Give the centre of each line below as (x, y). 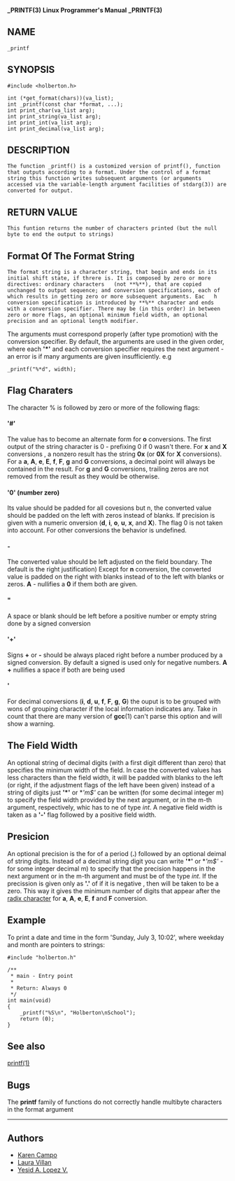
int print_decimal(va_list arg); (56, 129)
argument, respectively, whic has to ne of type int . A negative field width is (115, 807)
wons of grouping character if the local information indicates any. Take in (113, 709)
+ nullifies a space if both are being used (66, 670)
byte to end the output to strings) (60, 235)
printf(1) (19, 1063)
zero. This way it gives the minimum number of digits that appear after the (114, 891)
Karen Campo (37, 1154)
